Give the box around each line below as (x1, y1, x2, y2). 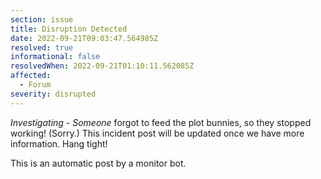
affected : (10, 71, 52, 81)
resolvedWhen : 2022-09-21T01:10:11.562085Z (10, 61, 195, 71)
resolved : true (10, 42, 74, 53)
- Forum (19, 80, 52, 90)
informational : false (10, 52, 101, 62)
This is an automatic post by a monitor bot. (10, 157, 187, 169)
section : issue (10, 14, 74, 25)
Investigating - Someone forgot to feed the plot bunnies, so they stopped (10, 116, 312, 128)
